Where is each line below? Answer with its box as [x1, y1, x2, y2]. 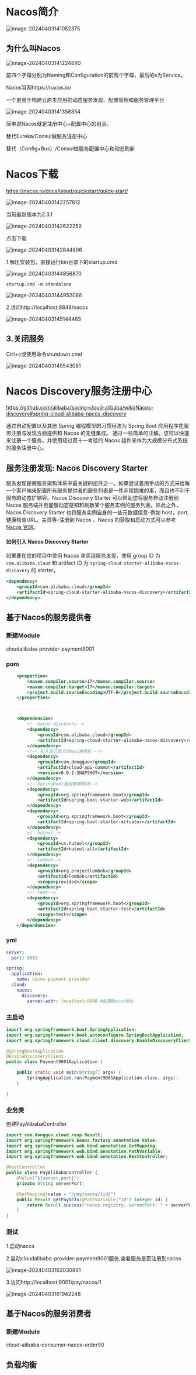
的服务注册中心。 [6, 444, 47, 451]
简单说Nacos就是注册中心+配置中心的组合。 [6, 120, 112, 127]
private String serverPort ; [16, 1180, 85, 1187]
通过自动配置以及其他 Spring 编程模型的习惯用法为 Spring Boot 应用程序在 [6, 422, 184, 429]
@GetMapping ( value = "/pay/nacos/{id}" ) [16, 1191, 116, 1197]
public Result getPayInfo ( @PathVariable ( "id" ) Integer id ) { [16, 1197, 169, 1202]
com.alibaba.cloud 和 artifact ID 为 [6, 559, 89, 566]
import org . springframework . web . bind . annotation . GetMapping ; [6, 1143, 158, 1149]
